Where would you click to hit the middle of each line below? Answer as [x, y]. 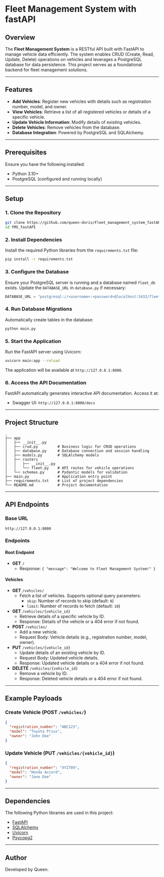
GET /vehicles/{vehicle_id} [41, 611]
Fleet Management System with [71, 9]
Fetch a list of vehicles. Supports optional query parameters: [80, 596]
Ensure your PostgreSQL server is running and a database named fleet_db [80, 282]
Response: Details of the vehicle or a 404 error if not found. [79, 621]
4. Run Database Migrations [39, 309]
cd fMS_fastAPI [20, 227]
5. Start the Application [33, 341]
